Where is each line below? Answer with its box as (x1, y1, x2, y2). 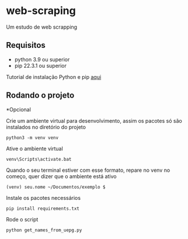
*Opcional (6, 106, 31, 113)
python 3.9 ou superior (14, 56, 70, 63)
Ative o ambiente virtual (6, 145, 63, 152)
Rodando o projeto (6, 91, 75, 101)
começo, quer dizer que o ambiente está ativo (6, 172, 117, 179)
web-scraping (6, 4, 76, 18)
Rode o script (6, 216, 39, 223)
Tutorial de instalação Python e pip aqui (6, 73, 102, 80)
